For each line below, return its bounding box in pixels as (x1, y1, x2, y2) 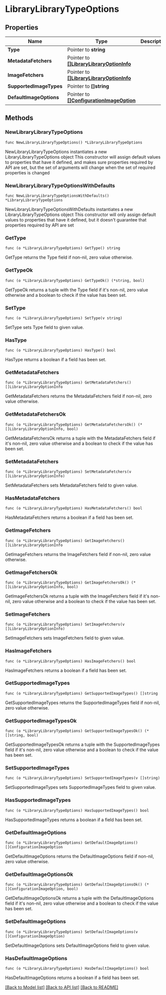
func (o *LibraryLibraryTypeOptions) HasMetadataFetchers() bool (5, 506, 142, 511)
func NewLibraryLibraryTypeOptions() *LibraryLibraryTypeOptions (5, 140, 142, 145)
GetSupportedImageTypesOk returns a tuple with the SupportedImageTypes (5, 742, 160, 748)
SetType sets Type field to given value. (5, 324, 84, 330)
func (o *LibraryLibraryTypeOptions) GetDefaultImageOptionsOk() (5, 882, 142, 887)
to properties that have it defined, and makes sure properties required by (5, 159, 153, 165)
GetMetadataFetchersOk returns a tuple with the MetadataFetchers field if (5, 435, 156, 441)
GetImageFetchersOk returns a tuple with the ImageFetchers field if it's (5, 593, 150, 599)
